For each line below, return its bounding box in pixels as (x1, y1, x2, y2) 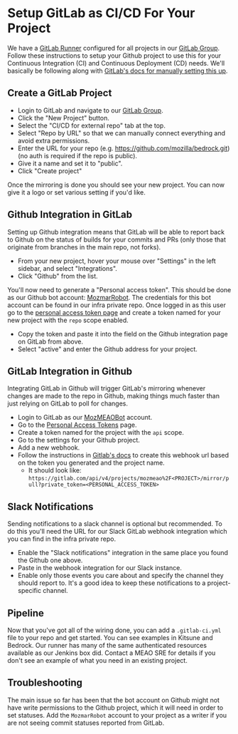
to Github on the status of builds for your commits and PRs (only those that (7, 235, 226, 244)
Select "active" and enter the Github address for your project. (17, 344, 198, 353)
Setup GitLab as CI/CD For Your (7, 5, 195, 21)
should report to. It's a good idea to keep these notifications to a (17, 579, 206, 587)
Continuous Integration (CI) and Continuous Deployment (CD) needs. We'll (7, 58, 225, 67)
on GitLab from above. (17, 337, 84, 346)
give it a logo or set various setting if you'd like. (7, 187, 146, 197)
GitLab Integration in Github (7, 365, 133, 377)
